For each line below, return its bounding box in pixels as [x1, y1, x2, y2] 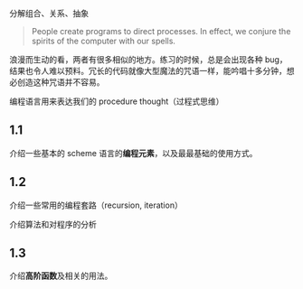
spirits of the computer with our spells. [31, 35, 176, 46]
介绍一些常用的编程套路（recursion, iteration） [9, 200, 183, 210]
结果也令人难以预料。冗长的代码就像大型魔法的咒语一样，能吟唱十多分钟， [9, 66, 287, 76]
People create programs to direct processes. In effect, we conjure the [31, 26, 291, 36]
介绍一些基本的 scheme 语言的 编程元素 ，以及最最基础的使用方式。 [9, 147, 258, 158]
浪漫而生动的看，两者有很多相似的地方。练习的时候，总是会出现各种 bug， [9, 54, 288, 65]
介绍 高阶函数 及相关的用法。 [9, 270, 113, 282]
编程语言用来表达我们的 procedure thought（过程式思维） [9, 96, 224, 107]
